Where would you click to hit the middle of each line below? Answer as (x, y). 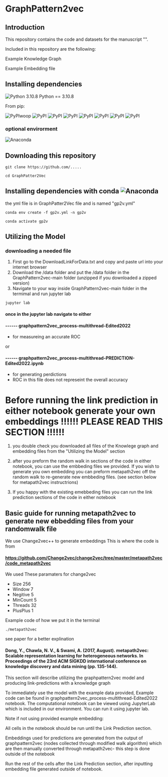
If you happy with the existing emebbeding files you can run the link (82, 492)
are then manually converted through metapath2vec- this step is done (77, 748)
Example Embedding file (30, 69)
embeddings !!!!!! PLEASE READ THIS (84, 421)
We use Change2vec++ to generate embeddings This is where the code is (82, 541)
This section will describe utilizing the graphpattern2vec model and (75, 678)
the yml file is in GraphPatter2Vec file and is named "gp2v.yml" (70, 203)
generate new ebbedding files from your (69, 521)
